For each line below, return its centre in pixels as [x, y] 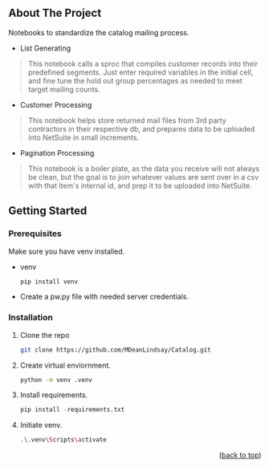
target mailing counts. [64, 89]
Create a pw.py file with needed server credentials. [104, 297]
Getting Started [48, 211]
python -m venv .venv [56, 380]
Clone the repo [45, 335]
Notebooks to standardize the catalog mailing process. [99, 32]
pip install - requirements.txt [72, 410]
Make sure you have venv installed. [67, 251]
